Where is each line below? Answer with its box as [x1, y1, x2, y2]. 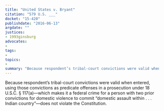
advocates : [5, 39, 27, 44]
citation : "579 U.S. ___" [5, 12, 58, 17]
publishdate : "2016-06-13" [5, 21, 60, 26]
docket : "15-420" [5, 16, 41, 21]
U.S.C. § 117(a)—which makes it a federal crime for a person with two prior [5, 90, 155, 96]
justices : [5, 30, 25, 35]
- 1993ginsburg [5, 35, 36, 40]
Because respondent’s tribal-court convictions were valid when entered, [5, 80, 150, 86]
